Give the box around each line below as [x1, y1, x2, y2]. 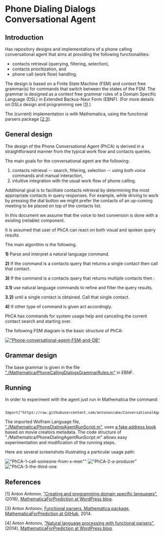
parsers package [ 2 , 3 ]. [5, 116, 51, 122]
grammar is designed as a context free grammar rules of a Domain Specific [5, 91, 156, 97]
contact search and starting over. [5, 318, 72, 324]
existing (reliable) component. [5, 217, 65, 223]
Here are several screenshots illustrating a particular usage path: [5, 449, 135, 455]
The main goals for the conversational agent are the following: [5, 158, 130, 164]
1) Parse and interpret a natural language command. [5, 251, 110, 257]
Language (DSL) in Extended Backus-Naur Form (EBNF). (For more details [5, 96, 154, 102]
